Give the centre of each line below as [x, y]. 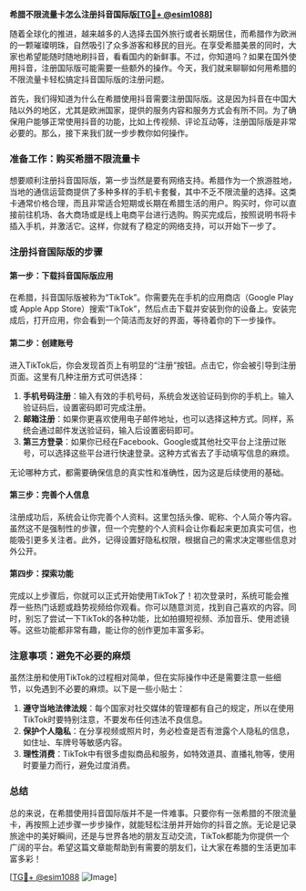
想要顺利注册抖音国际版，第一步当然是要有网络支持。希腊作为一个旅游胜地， [153, 181]
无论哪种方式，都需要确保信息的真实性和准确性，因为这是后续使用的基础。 [149, 472]
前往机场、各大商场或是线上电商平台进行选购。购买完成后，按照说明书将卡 [157, 215]
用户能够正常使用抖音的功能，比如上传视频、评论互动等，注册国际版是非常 [157, 121]
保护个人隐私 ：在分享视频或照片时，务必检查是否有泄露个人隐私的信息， [158, 731]
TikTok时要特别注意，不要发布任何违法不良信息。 [115, 719]
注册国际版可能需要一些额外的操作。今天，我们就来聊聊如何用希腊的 [168, 68]
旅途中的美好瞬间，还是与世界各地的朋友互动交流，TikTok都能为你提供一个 [149, 835]
